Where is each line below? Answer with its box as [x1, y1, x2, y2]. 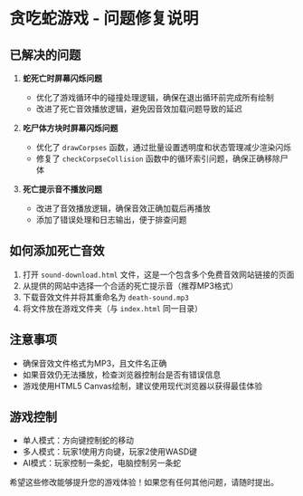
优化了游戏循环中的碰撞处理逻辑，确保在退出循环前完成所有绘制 [35, 92, 274, 102]
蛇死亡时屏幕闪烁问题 [22, 73, 102, 83]
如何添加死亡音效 [9, 243, 105, 259]
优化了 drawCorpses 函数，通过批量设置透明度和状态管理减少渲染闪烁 [35, 142, 292, 152]
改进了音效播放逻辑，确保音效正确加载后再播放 [35, 203, 211, 214]
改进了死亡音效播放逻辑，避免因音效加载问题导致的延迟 [35, 103, 242, 114]
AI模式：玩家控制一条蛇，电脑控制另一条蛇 [22, 458, 182, 469]
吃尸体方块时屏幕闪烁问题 [22, 123, 118, 133]
